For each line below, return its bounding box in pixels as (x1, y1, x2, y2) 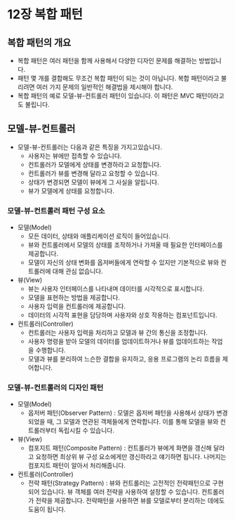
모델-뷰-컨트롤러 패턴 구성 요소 (7, 206, 105, 215)
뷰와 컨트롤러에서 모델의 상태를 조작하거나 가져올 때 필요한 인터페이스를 (27, 241, 223, 249)
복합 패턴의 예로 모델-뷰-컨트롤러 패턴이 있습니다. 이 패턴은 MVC (17, 92, 195, 100)
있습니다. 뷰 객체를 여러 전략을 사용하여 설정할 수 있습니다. (41, 488, 200, 496)
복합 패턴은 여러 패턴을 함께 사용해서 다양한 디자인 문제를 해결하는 (17, 57, 198, 65)
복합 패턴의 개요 (7, 36, 72, 48)
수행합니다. (35, 346, 66, 354)
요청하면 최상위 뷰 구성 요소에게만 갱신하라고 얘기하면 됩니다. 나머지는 (35, 453, 227, 461)
